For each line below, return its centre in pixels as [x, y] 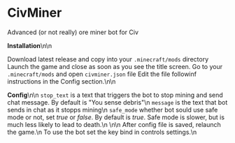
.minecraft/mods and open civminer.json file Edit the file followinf [102, 74]
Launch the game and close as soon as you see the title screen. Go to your [115, 66]
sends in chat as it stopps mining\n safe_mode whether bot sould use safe [113, 110]
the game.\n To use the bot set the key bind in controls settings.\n [102, 132]
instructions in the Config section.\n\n [62, 81]
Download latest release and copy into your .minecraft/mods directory [108, 59]
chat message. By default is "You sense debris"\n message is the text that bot [117, 102]
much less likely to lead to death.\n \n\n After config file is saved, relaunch [114, 124]
